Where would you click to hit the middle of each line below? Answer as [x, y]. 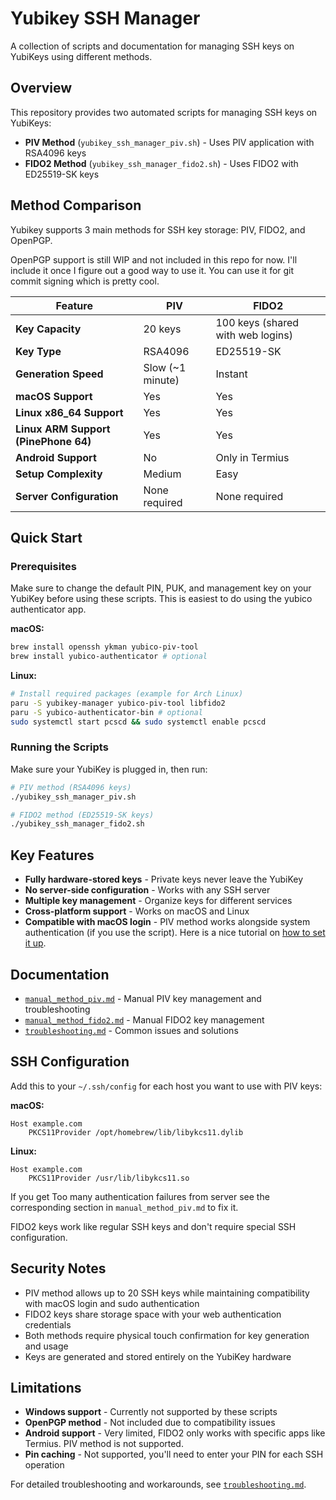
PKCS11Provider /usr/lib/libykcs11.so [109, 1178]
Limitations [46, 1387]
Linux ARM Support [63, 429]
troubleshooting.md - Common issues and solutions [131, 1030]
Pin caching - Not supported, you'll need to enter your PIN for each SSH [174, 1454]
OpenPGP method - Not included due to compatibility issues [150, 1423]
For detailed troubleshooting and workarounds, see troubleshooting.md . [158, 1484]
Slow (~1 [165, 367]
